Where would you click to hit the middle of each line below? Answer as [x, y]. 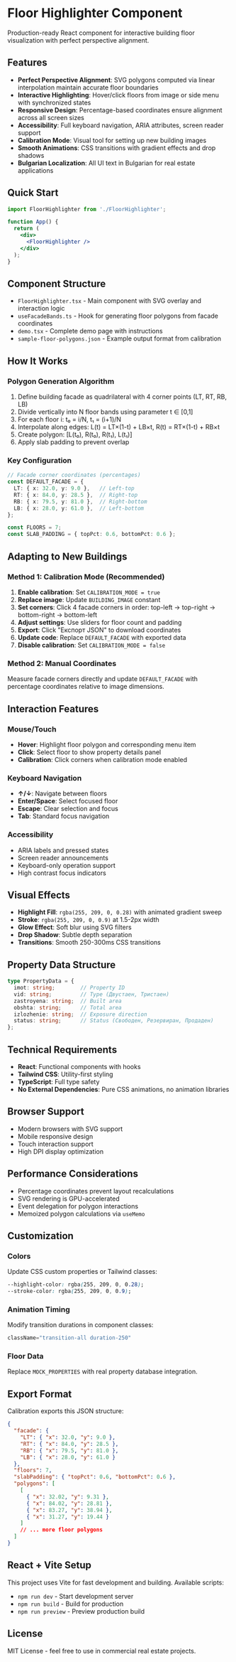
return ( [27, 229]
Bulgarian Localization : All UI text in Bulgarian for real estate [106, 163]
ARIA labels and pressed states [63, 850]
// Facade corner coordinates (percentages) [74, 475]
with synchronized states [54, 102]
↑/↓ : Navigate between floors [62, 793]
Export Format [40, 1394]
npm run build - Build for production [71, 1604]
